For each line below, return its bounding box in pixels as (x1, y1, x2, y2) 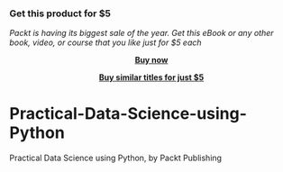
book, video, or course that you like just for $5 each (9, 37, 202, 48)
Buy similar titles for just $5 (98, 72, 205, 83)
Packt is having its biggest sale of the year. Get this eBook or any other (9, 28, 274, 39)
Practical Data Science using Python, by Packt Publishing (9, 152, 223, 164)
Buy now (134, 55, 169, 66)
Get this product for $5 (9, 7, 111, 20)
